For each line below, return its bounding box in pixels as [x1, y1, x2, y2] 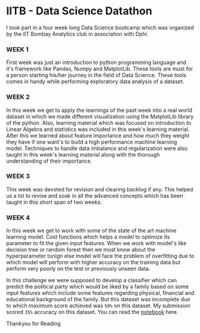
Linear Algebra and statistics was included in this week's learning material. [6, 126, 190, 133]
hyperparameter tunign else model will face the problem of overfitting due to [6, 252, 195, 259]
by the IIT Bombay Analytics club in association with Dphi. [6, 30, 149, 37]
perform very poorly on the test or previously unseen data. [6, 265, 150, 273]
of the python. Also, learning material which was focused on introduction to [6, 119, 192, 126]
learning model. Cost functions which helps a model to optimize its [6, 233, 170, 240]
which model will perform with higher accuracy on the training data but [6, 259, 181, 266]
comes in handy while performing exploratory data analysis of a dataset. [6, 78, 184, 85]
